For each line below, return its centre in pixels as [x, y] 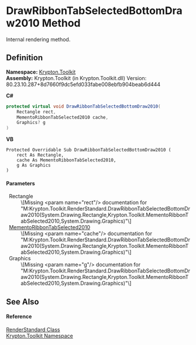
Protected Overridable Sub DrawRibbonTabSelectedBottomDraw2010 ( [89, 150]
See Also [23, 301]
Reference [19, 316]
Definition [24, 58]
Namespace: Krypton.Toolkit [41, 72]
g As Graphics [34, 165]
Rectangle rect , [37, 112]
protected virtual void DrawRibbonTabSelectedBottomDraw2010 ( [83, 106]
